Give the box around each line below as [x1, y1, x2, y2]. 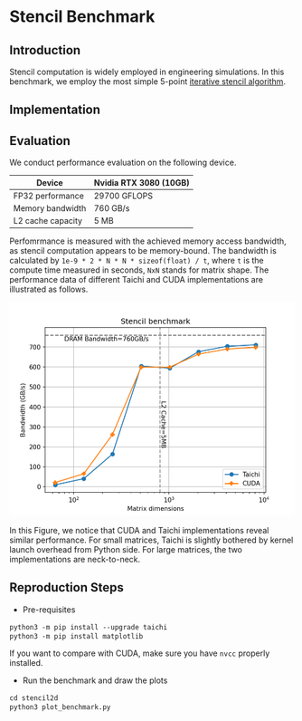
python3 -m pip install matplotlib [9, 631, 144, 640]
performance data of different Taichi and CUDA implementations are [9, 274, 264, 284]
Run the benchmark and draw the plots [22, 675, 168, 686]
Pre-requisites [22, 604, 76, 615]
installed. [9, 657, 43, 668]
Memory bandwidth [13, 203, 87, 214]
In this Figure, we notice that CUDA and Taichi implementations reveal [9, 524, 269, 535]
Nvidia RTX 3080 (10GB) [93, 177, 190, 187]
